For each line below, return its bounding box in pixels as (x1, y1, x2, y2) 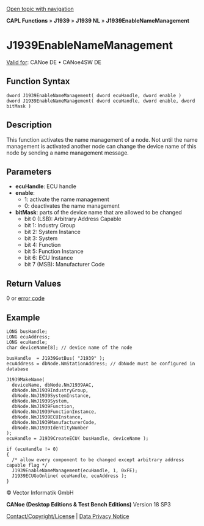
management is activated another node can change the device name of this (6, 142, 197, 150)
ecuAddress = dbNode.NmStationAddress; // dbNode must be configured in (6, 360, 195, 367)
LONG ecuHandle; (6, 339, 48, 345)
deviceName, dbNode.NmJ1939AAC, (12, 382, 95, 388)
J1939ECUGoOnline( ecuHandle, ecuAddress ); (12, 473, 127, 479)
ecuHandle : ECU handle (15, 183, 76, 190)
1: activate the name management (24, 195, 110, 203)
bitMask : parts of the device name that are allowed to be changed (15, 209, 182, 216)
